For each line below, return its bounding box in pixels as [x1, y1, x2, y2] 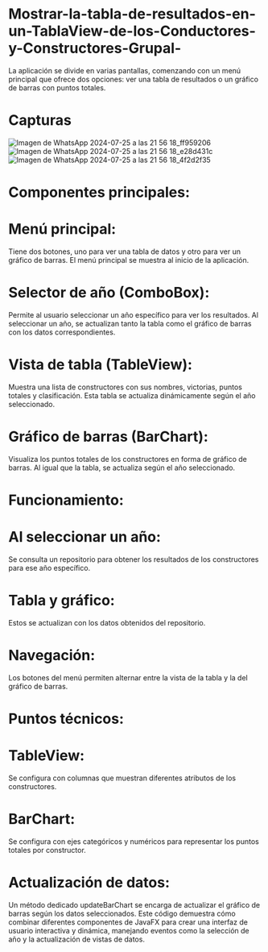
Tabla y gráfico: [8, 592, 115, 609]
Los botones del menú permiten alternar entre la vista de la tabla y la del [8, 672, 248, 682]
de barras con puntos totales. [8, 82, 106, 93]
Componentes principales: [8, 183, 191, 202]
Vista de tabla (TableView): [8, 355, 193, 374]
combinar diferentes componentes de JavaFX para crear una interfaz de [8, 917, 248, 927]
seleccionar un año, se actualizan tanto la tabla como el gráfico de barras [8, 318, 252, 328]
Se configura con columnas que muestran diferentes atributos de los [8, 773, 237, 783]
